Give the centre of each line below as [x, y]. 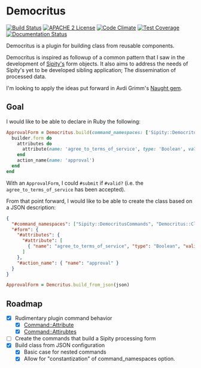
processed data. [26, 76]
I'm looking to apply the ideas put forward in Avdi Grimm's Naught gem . [94, 88]
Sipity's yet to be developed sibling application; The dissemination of [91, 70]
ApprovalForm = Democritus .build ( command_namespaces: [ [77, 132]
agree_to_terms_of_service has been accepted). [66, 189]
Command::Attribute [49, 325]
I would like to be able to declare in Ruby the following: [73, 121]
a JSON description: [31, 207]
